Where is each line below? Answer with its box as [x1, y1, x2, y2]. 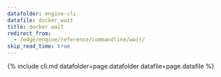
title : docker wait [7, 23, 64, 30]
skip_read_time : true [7, 43, 71, 50]
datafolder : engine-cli [7, 10, 77, 17]
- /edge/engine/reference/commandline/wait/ [13, 36, 145, 43]
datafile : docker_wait [7, 17, 73, 24]
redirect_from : [7, 29, 52, 37]
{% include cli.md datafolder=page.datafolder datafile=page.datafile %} [7, 62, 215, 70]
